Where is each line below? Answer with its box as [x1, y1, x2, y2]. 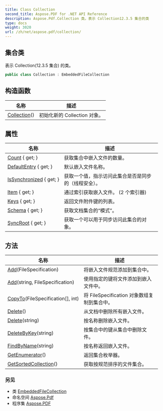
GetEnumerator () [7, 351, 46, 358]
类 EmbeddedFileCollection [12, 388, 67, 395]
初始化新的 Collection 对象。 [39, 112, 104, 119]
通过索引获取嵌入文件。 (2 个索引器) [64, 189, 147, 196]
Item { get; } [7, 189, 34, 196]
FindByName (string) [7, 342, 54, 349]
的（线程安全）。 [64, 180, 101, 187]
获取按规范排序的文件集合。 [83, 361, 147, 368]
